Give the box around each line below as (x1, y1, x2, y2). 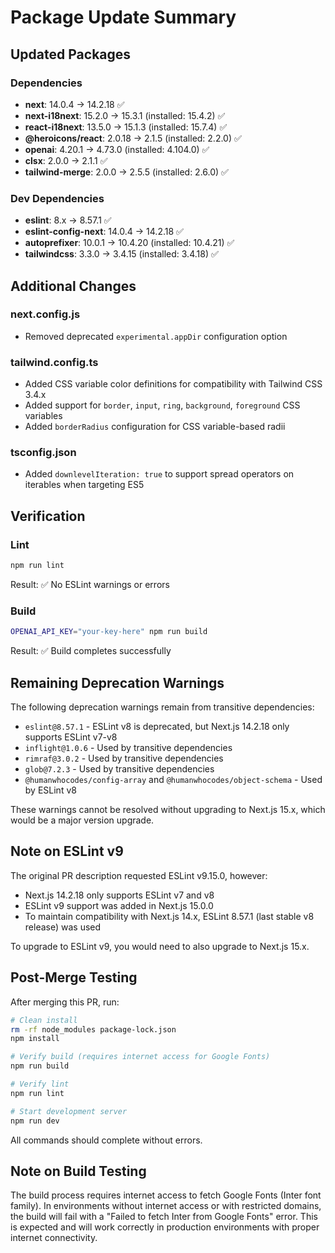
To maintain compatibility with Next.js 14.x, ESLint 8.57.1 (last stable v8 (24, 910, 315, 922)
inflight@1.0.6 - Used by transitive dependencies (24, 742, 233, 753)
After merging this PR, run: (10, 996, 120, 1008)
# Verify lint (10, 1079, 70, 1089)
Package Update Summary (10, 6, 237, 29)
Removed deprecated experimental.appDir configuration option (24, 330, 288, 342)
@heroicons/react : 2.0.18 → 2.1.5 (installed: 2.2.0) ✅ (24, 132, 242, 144)
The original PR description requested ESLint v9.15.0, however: (10, 869, 268, 881)
